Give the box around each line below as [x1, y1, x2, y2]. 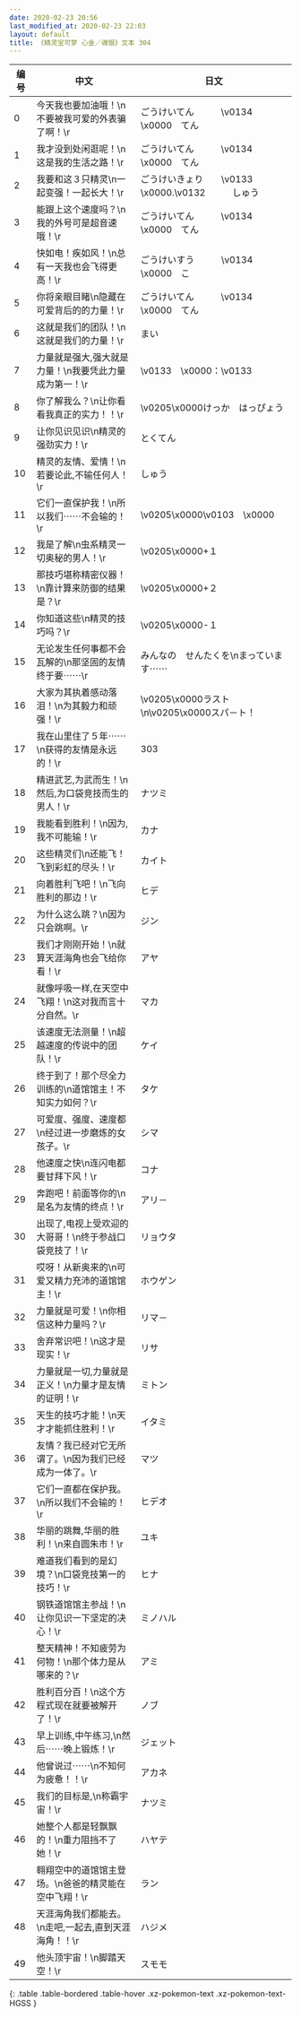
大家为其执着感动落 [36, 687, 118, 699]
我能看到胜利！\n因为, [36, 818, 128, 830]
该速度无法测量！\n [36, 1026, 117, 1038]
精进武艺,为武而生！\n [36, 774, 128, 786]
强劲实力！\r [36, 438, 89, 451]
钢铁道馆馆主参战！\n [36, 1598, 126, 1611]
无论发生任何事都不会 [36, 643, 127, 655]
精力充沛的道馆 [54, 1275, 118, 1287]
